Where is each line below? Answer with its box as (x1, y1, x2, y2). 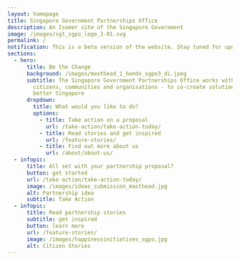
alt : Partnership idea (26, 189, 94, 197)
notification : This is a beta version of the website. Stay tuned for (7, 43, 222, 51)
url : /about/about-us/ (45, 150, 114, 157)
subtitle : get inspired (26, 216, 98, 223)
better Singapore (33, 90, 84, 97)
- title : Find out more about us (39, 143, 139, 150)
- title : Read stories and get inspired (39, 130, 161, 137)
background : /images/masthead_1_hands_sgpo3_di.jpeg (26, 70, 187, 77)
